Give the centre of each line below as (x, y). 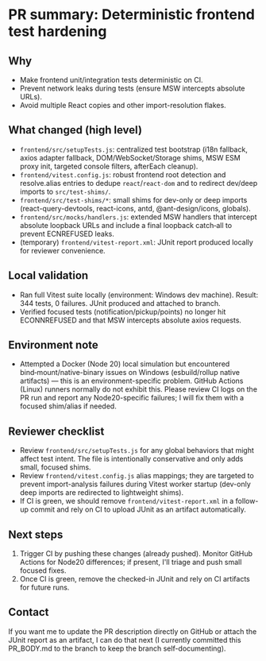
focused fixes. (43, 570)
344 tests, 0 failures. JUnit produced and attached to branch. (120, 303)
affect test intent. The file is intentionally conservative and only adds (131, 459)
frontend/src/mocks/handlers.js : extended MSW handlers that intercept (138, 217)
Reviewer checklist (56, 431)
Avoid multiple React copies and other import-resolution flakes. (123, 105)
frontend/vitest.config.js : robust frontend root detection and (123, 174)
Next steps (36, 534)
